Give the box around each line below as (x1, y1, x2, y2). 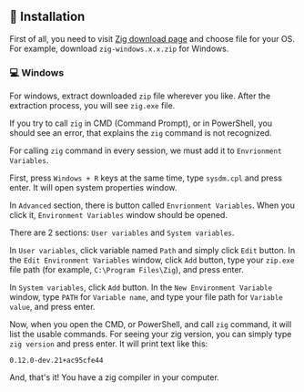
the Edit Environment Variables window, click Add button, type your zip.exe (9, 254, 295, 265)
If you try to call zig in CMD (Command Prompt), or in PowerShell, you (9, 118, 273, 129)
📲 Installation (9, 9, 86, 25)
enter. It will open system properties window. (9, 182, 177, 193)
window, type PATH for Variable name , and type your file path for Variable (9, 292, 284, 303)
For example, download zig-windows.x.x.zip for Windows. (9, 43, 229, 54)
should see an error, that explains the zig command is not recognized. (9, 128, 272, 139)
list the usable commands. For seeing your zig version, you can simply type (9, 329, 292, 340)
